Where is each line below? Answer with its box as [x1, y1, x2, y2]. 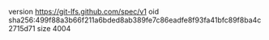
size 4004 [36, 24, 71, 33]
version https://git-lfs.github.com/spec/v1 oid [8, 7, 160, 16]
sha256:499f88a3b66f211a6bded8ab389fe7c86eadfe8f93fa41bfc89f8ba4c [8, 15, 262, 25]
